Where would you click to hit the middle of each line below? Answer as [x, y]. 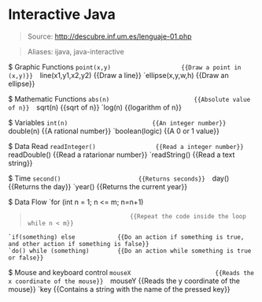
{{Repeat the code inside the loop [188, 216]
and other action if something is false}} [79, 244]
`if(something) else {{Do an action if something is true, [126, 237]
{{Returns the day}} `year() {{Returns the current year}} [98, 186]
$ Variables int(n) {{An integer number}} [117, 122]
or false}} [26, 258]
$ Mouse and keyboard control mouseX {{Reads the [131, 272]
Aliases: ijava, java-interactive [76, 51]
